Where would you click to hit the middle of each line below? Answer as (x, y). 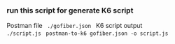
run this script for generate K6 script (70, 10)
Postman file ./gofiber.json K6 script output (75, 26)
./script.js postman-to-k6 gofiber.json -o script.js (87, 34)
